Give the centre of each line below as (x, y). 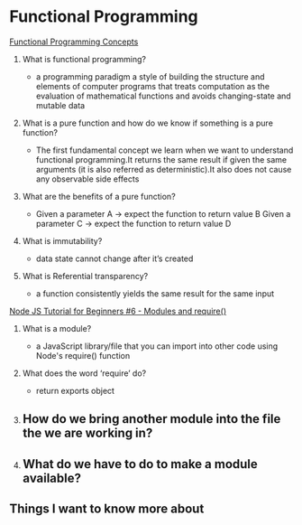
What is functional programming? (84, 59)
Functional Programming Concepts (74, 42)
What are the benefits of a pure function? (99, 196)
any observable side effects (87, 179)
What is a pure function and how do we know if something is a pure (147, 123)
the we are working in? (87, 433)
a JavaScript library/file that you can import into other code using (157, 346)
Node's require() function (83, 355)
